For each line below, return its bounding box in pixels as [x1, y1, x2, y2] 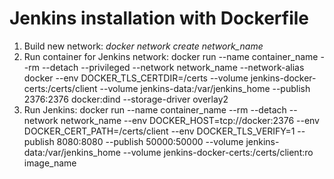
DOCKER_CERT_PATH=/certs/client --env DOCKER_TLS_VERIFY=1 [23, 125, 296, 137]
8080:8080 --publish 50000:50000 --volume [56, 135, 244, 147]
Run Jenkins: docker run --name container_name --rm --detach [23, 103, 287, 116]
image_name [23, 157, 77, 169]
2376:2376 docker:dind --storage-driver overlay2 [23, 93, 229, 105]
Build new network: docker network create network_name [23, 40, 264, 52]
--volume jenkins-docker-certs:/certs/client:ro [122, 146, 314, 158]
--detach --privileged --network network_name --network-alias [41, 61, 305, 73]
